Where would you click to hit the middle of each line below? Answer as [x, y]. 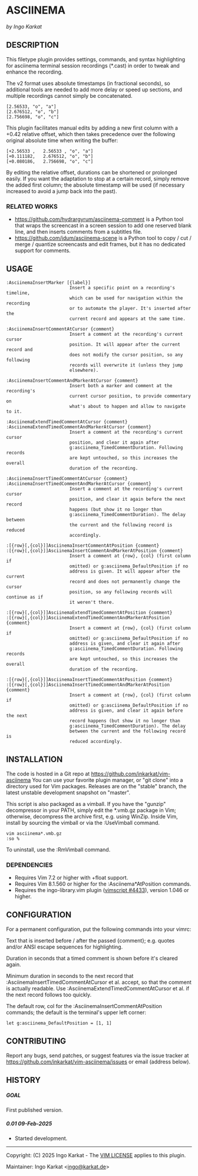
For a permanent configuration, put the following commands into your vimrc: [99, 929]
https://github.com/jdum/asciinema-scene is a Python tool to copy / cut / [103, 238]
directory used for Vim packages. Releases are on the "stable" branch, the [96, 786]
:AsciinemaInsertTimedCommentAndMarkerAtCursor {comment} [79, 484]
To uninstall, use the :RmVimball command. [58, 850]
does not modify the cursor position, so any [126, 355]
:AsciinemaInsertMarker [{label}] [49, 283]
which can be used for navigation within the [126, 298]
